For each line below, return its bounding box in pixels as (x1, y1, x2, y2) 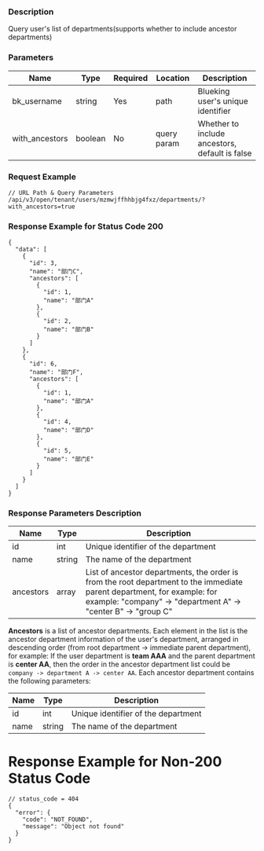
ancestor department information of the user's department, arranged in (8, 635, 239, 644)
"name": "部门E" (42, 455, 94, 464)
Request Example (8, 171, 76, 182)
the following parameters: (8, 677, 92, 686)
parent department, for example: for (85, 586, 218, 597)
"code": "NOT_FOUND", (22, 816, 93, 823)
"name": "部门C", (28, 268, 84, 276)
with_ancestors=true (8, 203, 76, 211)
